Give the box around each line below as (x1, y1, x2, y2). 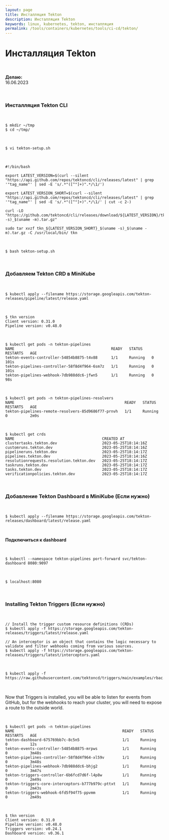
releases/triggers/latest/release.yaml (5, 631, 89, 636)
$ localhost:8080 (5, 579, 42, 584)
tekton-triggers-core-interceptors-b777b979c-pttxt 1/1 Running (5, 782, 156, 787)
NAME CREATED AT (5, 436, 125, 441)
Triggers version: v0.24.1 (5, 826, 62, 831)
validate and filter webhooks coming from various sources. (5, 644, 134, 649)
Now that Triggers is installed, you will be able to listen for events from (5, 694, 151, 700)
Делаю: (5, 74, 23, 80)
